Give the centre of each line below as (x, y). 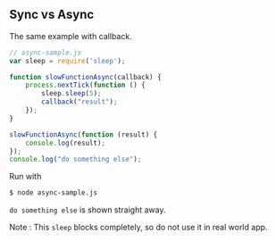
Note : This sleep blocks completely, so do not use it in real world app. (138, 228)
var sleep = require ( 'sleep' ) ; (67, 61)
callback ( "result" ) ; (79, 102)
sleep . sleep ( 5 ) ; (71, 94)
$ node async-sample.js (54, 193)
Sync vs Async (52, 15)
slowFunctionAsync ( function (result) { (84, 134)
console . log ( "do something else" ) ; (75, 160)
